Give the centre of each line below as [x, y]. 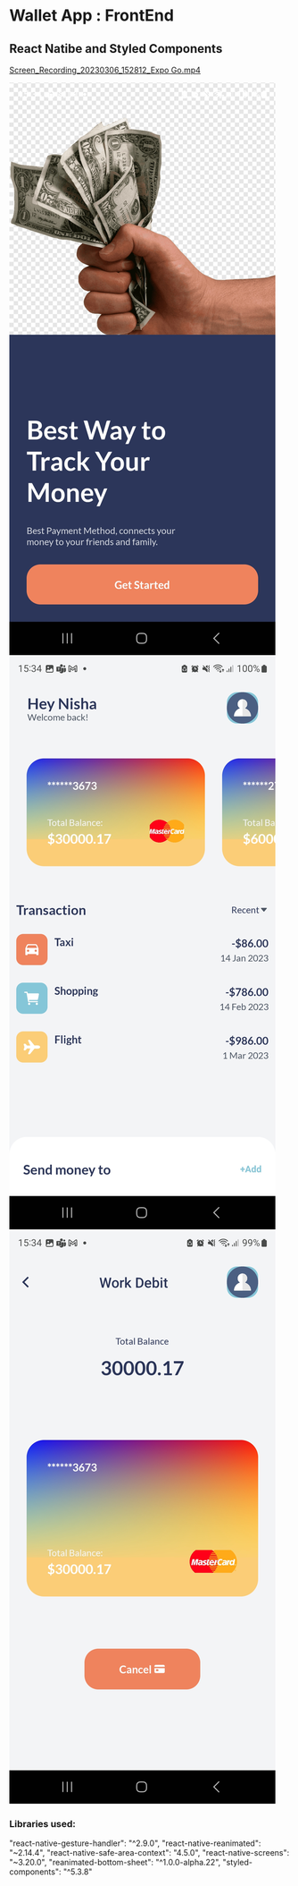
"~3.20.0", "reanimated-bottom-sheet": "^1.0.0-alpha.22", [115, 1863]
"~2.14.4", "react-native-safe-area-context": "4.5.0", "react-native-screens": [149, 1853]
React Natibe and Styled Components [116, 49]
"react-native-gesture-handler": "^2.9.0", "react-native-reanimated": [135, 1843]
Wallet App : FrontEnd [91, 16]
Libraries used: [42, 1823]
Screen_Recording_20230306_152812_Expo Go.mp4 [105, 70]
